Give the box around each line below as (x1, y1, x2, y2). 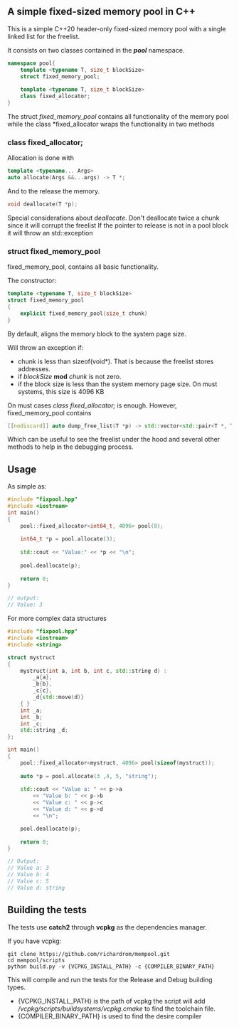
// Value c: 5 (7, 878, 50, 885)
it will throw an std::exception (7, 228, 93, 237)
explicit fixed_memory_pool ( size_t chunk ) (20, 309, 148, 317)
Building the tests (7, 904, 87, 916)
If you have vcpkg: (7, 937, 62, 945)
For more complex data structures (7, 614, 107, 623)
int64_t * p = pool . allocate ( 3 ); (20, 536, 116, 543)
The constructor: (7, 277, 57, 285)
